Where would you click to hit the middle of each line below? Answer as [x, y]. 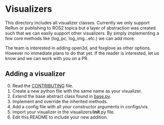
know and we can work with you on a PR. [47, 58]
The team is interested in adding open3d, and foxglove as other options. [78, 48]
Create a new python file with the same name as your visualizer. [77, 91]
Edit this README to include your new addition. [60, 117]
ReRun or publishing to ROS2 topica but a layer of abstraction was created [81, 28]
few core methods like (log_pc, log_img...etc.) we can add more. [70, 38]
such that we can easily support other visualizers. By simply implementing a [82, 33]
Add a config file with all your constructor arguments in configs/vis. [81, 106]
